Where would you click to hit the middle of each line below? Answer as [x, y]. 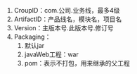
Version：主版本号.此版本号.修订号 [64, 28]
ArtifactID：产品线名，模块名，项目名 [68, 19]
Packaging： [32, 37]
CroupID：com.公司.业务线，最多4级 [67, 10]
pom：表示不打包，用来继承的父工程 [77, 63]
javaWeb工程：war [51, 54]
